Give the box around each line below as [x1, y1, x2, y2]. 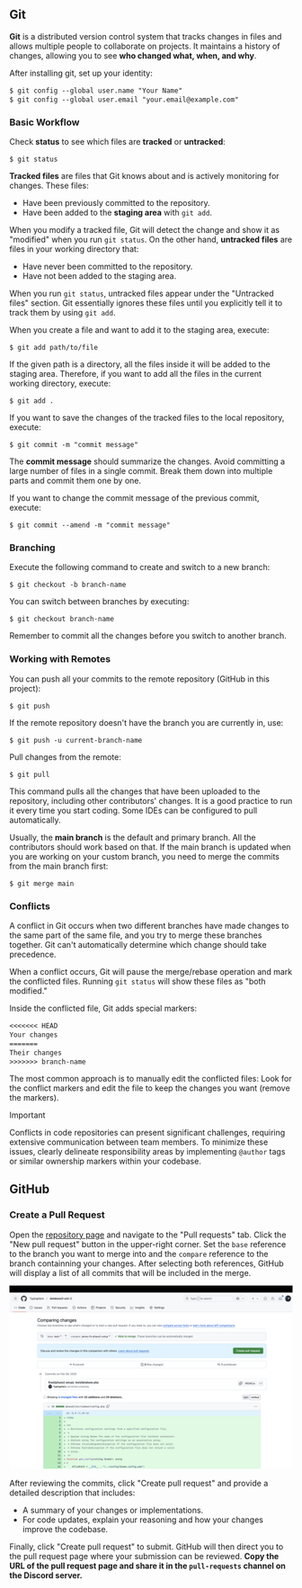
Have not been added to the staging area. [22, 271, 177, 281]
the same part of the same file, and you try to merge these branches [9, 930, 262, 941]
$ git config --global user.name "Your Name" [9, 85, 182, 95]
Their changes [9, 1048, 63, 1057]
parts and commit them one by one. [9, 476, 142, 486]
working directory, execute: [9, 378, 111, 389]
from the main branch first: [9, 861, 109, 871]
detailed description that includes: [9, 1487, 136, 1498]
